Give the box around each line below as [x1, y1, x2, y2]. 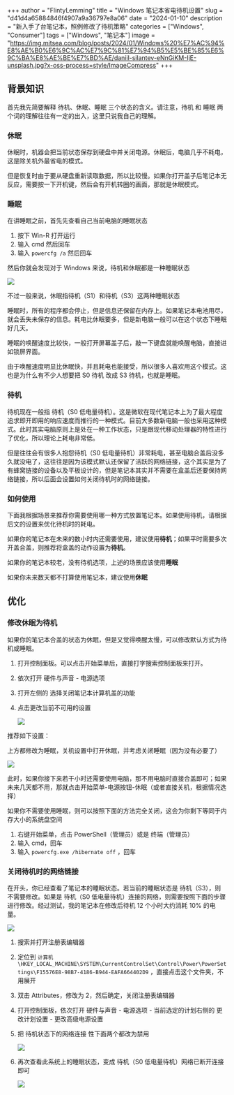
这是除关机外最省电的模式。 [7, 156, 87, 166]
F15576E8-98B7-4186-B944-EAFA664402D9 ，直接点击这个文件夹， [36, 967, 218, 976]
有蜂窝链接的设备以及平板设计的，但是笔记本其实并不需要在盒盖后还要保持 [7, 466, 221, 474]
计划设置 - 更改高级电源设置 [23, 1015, 104, 1023]
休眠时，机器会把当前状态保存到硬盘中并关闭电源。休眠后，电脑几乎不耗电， [7, 148, 227, 156]
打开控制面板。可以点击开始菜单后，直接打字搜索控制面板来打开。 [17, 659, 207, 667]
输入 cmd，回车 [17, 839, 63, 847]
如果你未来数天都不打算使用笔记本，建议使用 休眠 [7, 573, 148, 581]
